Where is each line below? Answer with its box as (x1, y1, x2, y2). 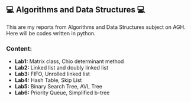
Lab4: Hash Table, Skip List (14, 77, 82, 84)
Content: (6, 44, 33, 52)
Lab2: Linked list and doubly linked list (14, 64, 108, 71)
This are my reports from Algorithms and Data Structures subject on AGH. (6, 23, 186, 31)
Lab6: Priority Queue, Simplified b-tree (14, 89, 110, 96)
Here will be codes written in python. (6, 29, 96, 37)
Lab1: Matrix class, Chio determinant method (14, 58, 124, 65)
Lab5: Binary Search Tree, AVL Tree (14, 83, 102, 90)
